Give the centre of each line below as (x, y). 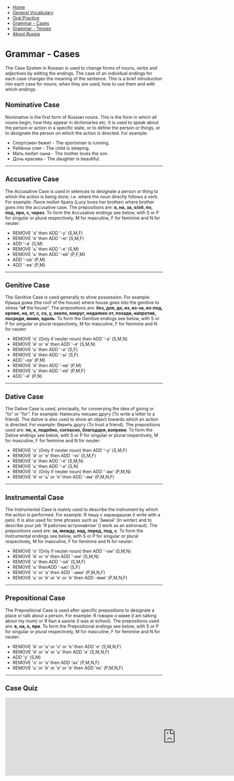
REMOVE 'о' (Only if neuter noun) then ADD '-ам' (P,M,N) (71, 472)
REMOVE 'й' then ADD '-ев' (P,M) (47, 366)
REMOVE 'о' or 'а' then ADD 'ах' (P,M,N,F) (56, 662)
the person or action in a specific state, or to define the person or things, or (83, 128)
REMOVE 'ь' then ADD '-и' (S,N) (45, 466)
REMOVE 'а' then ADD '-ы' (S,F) (45, 355)
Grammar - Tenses (32, 29)
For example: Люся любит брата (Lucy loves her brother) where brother (80, 202)
